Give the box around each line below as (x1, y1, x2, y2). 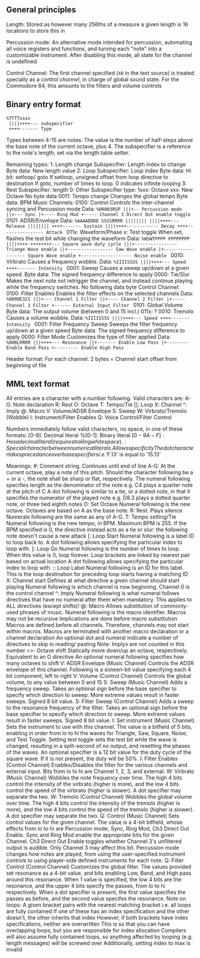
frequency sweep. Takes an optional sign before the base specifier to (6, 685, 177, 692)
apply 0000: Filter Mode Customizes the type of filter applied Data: (6, 333, 171, 340)
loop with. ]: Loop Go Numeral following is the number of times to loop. (6, 545, 181, 553)
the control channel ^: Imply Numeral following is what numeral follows (6, 590, 180, 597)
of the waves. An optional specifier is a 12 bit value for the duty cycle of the (6, 748, 192, 756)
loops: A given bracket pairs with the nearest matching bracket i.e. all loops (6, 901, 192, 909)
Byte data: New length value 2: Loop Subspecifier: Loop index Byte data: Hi (6, 167, 192, 174)
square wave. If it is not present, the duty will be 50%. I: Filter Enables (6, 755, 178, 762)
